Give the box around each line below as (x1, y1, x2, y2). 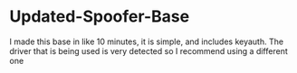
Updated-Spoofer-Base (9, 6, 190, 27)
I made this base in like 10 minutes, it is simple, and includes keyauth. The (9, 36, 283, 47)
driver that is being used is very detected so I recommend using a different (9, 45, 288, 56)
